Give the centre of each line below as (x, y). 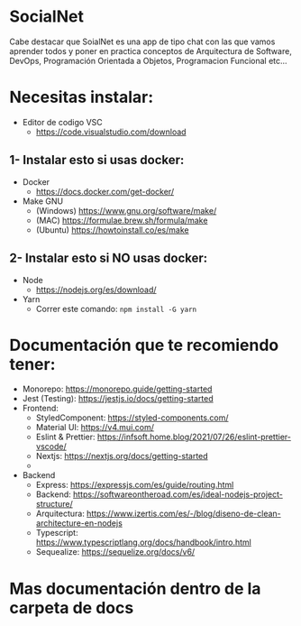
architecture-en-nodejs (79, 523)
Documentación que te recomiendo (144, 345)
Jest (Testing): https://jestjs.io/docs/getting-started (118, 399)
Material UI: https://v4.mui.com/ (95, 428)
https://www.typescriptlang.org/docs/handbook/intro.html (144, 542)
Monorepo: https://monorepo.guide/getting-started (117, 389)
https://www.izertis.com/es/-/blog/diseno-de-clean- (184, 514)
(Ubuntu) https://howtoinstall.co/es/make (112, 230)
